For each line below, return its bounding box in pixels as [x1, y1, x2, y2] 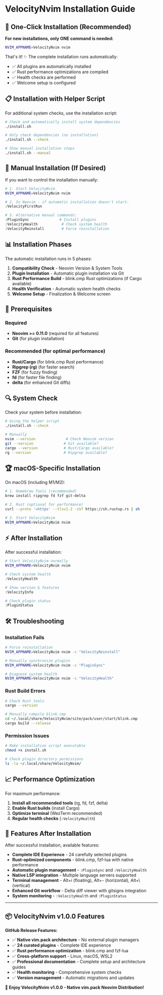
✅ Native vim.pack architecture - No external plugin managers [12, 937, 139, 943]
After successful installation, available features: [5, 842, 99, 848]
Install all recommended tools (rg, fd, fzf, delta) [12, 800, 108, 806]
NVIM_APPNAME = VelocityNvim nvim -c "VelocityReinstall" [5, 649, 120, 654]
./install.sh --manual [5, 150, 51, 156]
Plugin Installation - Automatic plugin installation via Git [12, 270, 124, 276]
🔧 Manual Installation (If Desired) [5, 164, 106, 172]
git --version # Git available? [5, 441, 98, 446]
